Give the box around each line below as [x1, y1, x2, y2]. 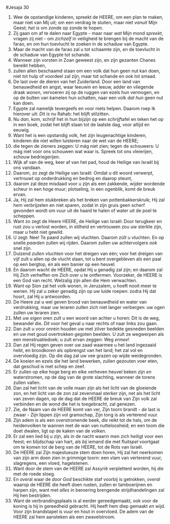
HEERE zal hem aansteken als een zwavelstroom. [13, 514, 116, 520]
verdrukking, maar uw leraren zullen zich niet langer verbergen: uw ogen [13, 304, 165, 310]
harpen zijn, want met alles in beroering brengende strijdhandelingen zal [13, 487, 165, 493]
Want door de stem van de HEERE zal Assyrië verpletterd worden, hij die [13, 465, 164, 471]
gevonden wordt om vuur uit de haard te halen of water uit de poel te [13, 207, 157, 213]
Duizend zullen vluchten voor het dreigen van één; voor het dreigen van [13, 250, 163, 256]
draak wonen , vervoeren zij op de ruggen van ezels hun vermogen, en [13, 90, 160, 95]
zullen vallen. [13, 379, 41, 385]
